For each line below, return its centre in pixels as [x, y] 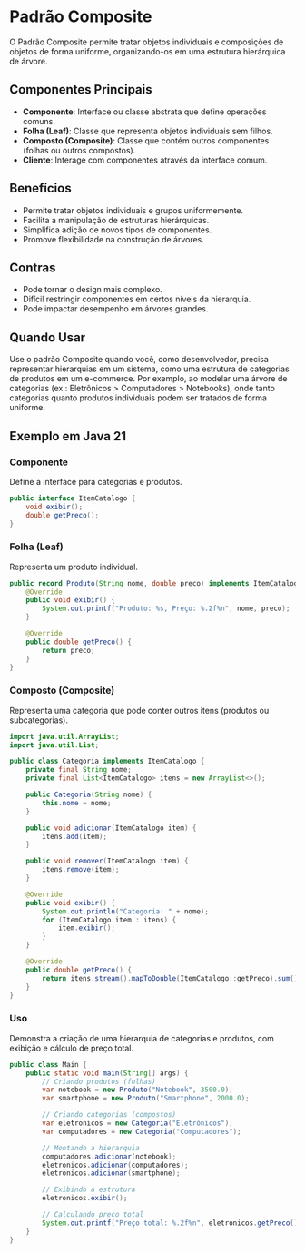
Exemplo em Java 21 [68, 436]
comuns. [39, 121]
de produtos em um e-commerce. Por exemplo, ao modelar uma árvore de [148, 379]
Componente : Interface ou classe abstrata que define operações [144, 112]
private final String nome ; [79, 770]
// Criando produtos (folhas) [99, 1081]
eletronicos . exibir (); [85, 1199]
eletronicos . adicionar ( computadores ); [115, 1165]
